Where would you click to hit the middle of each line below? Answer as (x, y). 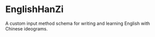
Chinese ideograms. (26, 28)
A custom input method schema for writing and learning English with (78, 23)
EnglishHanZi (35, 9)
